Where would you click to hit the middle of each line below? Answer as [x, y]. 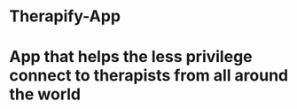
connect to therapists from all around [149, 76]
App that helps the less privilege [131, 57]
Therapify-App [65, 16]
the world [45, 94]
